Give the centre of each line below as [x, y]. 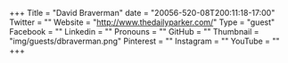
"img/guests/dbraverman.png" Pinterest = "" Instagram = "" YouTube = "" [144, 41]
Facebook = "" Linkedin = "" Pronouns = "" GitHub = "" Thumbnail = [134, 31]
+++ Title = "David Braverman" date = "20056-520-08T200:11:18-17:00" [142, 13]
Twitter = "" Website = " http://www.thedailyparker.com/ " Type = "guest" [142, 22]
